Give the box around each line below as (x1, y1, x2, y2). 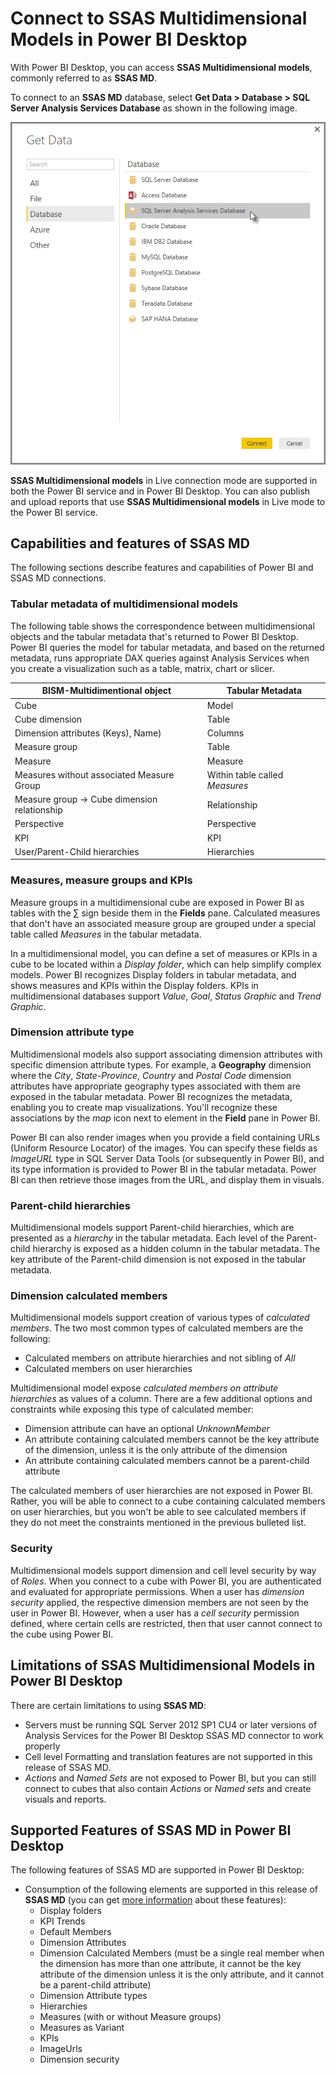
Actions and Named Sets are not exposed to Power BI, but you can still (24, 1772, 317, 1784)
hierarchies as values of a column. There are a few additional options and (10, 1393, 313, 1405)
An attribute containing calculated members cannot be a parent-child (24, 1455, 310, 1467)
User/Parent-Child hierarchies (14, 845, 140, 857)
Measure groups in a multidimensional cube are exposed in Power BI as (10, 896, 305, 908)
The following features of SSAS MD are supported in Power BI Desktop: (10, 1864, 305, 1876)
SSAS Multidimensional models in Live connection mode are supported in (10, 474, 318, 486)
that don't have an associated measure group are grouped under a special (10, 917, 316, 929)
